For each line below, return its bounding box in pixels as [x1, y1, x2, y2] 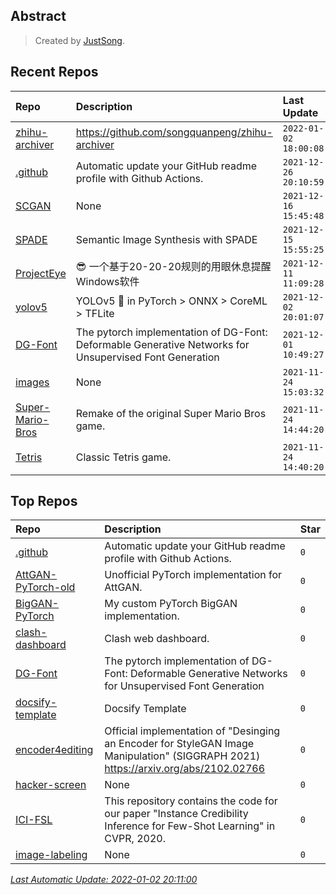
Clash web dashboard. [104, 632, 210, 646]
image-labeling [15, 848, 88, 862]
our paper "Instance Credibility [104, 807, 249, 821]
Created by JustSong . [34, 34, 125, 46]
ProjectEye [15, 266, 67, 280]
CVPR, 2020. [104, 832, 166, 846]
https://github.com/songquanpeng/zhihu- [75, 125, 273, 139]
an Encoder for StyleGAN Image [104, 737, 255, 751]
